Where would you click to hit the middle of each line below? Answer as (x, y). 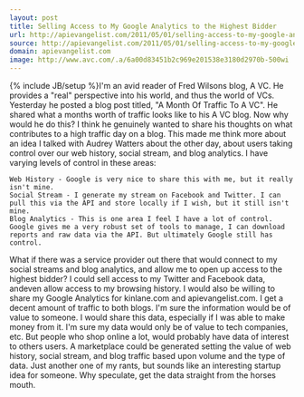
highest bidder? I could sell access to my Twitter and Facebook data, (138, 279)
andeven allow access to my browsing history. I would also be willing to (142, 288)
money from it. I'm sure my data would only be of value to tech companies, (149, 327)
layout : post (34, 18)
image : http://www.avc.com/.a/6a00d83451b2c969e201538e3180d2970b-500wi (149, 60)
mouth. (23, 385)
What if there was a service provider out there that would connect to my (143, 260)
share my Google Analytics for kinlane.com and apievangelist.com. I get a (146, 298)
